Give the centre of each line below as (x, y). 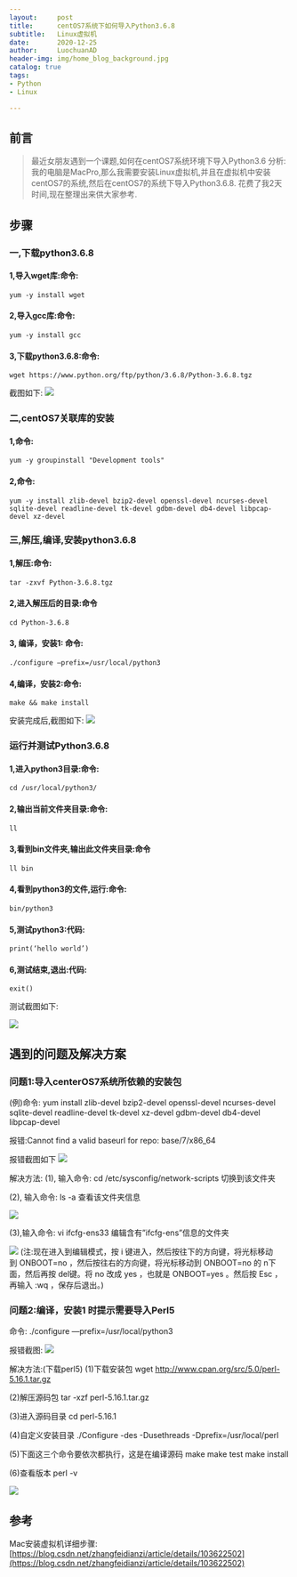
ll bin (21, 869)
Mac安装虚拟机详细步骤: (53, 1544)
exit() (21, 989)
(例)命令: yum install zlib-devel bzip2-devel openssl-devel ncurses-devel (142, 1103)
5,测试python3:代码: (47, 929)
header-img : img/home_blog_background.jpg (89, 59)
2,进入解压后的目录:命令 (53, 603)
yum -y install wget (48, 295)
